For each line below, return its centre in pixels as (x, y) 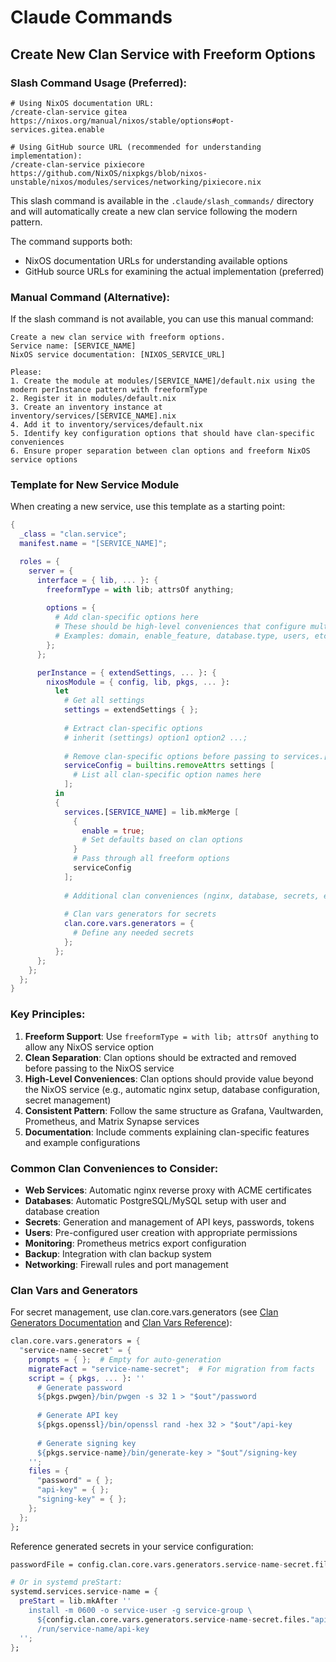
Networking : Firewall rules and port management (126, 1264)
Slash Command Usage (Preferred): (99, 83)
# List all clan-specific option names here (167, 775)
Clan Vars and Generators (74, 1290)
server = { (51, 571)
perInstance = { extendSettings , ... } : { (126, 672)
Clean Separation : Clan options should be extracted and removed (160, 1057)
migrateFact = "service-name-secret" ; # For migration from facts (171, 1369)
